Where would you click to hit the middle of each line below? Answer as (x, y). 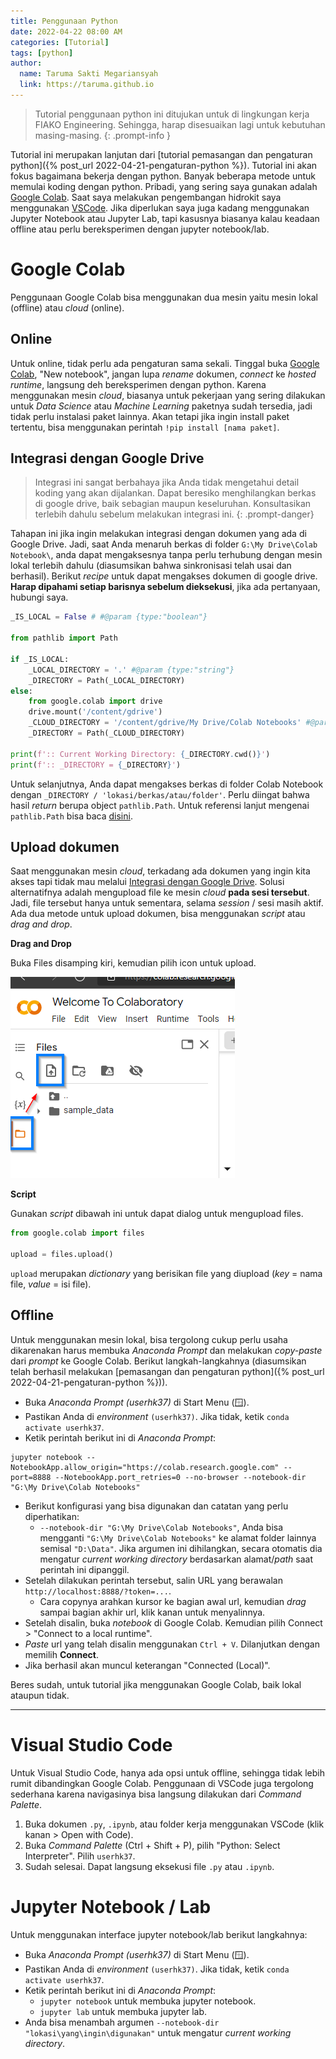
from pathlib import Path (64, 638)
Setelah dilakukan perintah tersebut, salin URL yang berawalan (153, 1580)
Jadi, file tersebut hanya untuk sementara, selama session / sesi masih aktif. (167, 903)
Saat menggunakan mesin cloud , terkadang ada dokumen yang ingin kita (160, 871)
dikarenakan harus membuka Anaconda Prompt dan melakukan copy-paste (166, 1350)
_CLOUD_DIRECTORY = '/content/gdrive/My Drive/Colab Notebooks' (165, 723)
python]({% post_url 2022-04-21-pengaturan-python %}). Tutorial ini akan (164, 165)
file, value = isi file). (51, 1284)
